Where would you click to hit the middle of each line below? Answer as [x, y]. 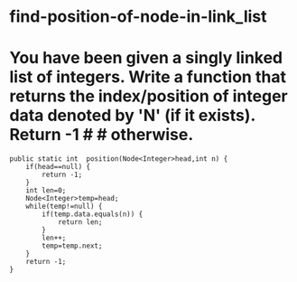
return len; [80, 222]
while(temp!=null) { [64, 207]
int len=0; [46, 191]
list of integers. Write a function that [148, 77]
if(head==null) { [58, 167]
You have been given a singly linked [146, 58]
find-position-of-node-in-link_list [138, 17]
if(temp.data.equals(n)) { [93, 214]
